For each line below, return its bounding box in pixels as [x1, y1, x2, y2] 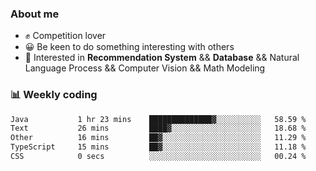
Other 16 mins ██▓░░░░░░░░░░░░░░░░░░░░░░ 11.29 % [10, 133, 307, 143]
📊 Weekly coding [10, 88, 98, 102]
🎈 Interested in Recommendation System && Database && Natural [24, 52, 300, 64]
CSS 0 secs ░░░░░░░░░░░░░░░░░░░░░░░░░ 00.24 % [10, 152, 307, 162]
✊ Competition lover [24, 30, 107, 42]
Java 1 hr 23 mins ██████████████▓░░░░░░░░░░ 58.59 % [10, 114, 307, 124]
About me [10, 7, 60, 21]
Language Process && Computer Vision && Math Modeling [24, 62, 266, 74]
